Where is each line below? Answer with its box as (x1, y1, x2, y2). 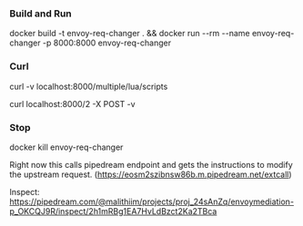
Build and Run (9, 7, 73, 20)
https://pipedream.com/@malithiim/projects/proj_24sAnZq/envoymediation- (9, 196, 294, 207)
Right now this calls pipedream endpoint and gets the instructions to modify (9, 159, 293, 170)
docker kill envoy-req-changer (9, 142, 124, 152)
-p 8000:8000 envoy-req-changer (42, 37, 171, 48)
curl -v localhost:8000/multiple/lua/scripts (9, 81, 168, 92)
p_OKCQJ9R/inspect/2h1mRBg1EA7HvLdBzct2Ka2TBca (9, 205, 217, 216)
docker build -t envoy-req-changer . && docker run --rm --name (9, 28, 250, 39)
